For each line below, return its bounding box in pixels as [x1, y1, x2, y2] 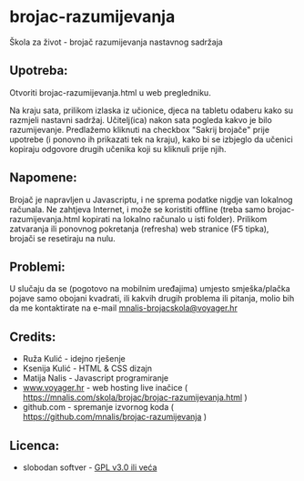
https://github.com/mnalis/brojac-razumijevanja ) [22, 412, 208, 423]
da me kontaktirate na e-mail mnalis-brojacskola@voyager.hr [9, 302, 238, 313]
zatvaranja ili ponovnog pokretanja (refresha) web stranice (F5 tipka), [9, 223, 269, 234]
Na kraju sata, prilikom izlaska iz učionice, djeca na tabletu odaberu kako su [9, 105, 294, 116]
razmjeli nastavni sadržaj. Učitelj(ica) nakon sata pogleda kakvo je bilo [9, 114, 273, 125]
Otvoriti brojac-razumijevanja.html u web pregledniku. [9, 87, 211, 97]
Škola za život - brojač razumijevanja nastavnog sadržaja [9, 36, 223, 47]
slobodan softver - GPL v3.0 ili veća [22, 462, 157, 473]
